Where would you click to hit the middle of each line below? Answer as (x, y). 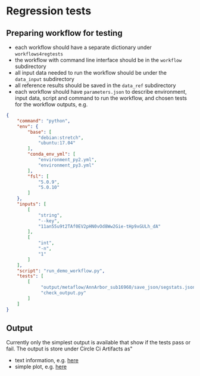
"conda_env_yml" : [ (52, 154)
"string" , (50, 215)
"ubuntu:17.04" (57, 143)
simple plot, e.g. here (41, 367)
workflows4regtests (39, 54)
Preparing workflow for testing (65, 33)
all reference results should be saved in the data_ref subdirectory (95, 85)
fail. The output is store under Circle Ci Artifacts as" (69, 349)
